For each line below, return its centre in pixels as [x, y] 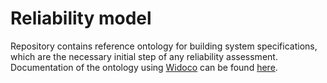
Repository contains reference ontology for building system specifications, [164, 46]
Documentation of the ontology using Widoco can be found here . [144, 67]
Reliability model [81, 18]
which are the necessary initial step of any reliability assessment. [144, 56]
